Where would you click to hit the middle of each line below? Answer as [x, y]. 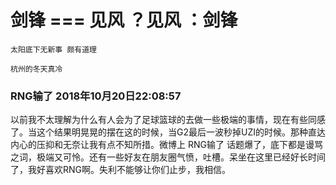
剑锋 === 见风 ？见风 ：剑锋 [124, 20]
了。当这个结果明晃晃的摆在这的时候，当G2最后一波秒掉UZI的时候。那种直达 [168, 132]
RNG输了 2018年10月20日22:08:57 [96, 96]
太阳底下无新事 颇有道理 [53, 49]
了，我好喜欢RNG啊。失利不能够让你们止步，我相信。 [121, 170]
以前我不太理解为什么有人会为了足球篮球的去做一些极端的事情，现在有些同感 [168, 120]
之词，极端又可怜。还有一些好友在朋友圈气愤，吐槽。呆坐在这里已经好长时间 [168, 157]
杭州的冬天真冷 [36, 69]
